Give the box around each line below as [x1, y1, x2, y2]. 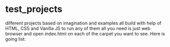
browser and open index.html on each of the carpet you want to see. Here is [5, 30, 165, 36]
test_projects [5, 3, 63, 15]
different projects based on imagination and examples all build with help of [5, 20, 162, 26]
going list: [5, 36, 26, 42]
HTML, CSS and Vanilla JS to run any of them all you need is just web [5, 25, 151, 31]
